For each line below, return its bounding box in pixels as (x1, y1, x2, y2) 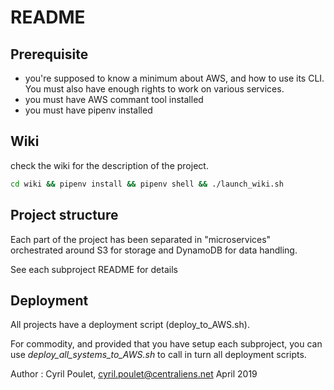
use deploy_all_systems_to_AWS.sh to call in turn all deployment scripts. (10, 349, 307, 361)
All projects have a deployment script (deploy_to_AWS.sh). (10, 319, 250, 331)
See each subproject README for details (10, 263, 178, 275)
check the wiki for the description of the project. (10, 159, 209, 171)
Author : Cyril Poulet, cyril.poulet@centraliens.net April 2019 (10, 368, 258, 380)
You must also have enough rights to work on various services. (24, 83, 285, 95)
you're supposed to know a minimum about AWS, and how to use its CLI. (24, 72, 325, 84)
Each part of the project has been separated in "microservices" (10, 233, 272, 245)
